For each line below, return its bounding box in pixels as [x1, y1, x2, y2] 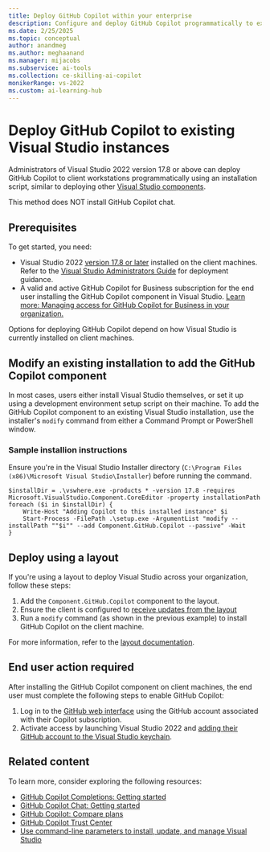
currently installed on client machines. [8, 333, 135, 342]
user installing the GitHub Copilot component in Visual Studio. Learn [19, 292, 246, 301]
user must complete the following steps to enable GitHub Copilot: [8, 690, 225, 700]
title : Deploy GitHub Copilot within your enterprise [8, 11, 193, 20]
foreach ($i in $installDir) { [8, 501, 113, 509]
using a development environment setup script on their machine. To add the [8, 399, 260, 408]
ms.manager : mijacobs [8, 57, 81, 65]
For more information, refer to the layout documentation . [8, 637, 195, 647]
